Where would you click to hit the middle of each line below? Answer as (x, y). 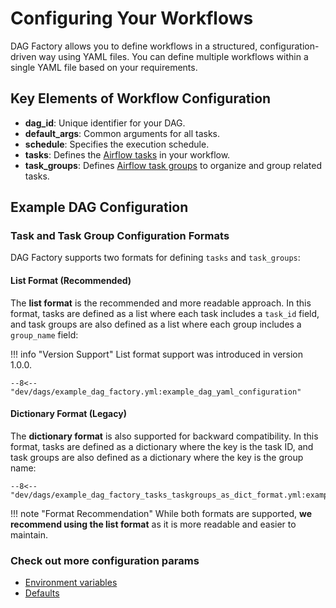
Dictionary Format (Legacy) (68, 414)
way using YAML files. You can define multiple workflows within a (173, 56)
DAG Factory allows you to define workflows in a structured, (134, 46)
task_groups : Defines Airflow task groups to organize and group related (173, 165)
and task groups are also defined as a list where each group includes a (156, 324)
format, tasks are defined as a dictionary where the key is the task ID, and (162, 446)
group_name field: (44, 334)
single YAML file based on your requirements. (104, 67)
